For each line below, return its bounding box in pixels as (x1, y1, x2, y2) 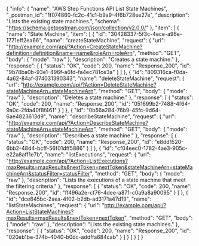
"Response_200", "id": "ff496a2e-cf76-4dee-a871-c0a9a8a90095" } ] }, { (6, 189, 188, 196)
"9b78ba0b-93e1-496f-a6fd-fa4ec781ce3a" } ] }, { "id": (6, 69, 143, 75)
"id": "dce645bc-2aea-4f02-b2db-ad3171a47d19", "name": (6, 195, 152, 202)
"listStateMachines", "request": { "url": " (6, 202, 105, 208)
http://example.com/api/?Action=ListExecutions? (8, 158, 128, 164)
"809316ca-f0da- (144, 69, 188, 75)
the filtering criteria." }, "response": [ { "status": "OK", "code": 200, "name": (6, 183, 192, 190)
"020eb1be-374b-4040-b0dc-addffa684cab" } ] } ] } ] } (6, 233, 143, 241)
